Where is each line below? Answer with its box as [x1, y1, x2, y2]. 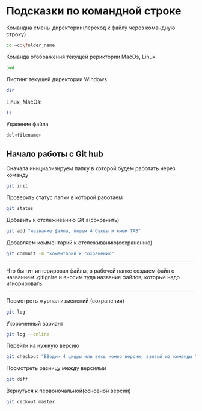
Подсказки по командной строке [6, 4, 182, 18]
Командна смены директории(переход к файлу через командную [6, 24, 176, 31]
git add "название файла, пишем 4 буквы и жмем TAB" [6, 227, 141, 234]
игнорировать [6, 280, 43, 287]
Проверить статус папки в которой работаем [6, 194, 123, 201]
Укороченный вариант [6, 320, 64, 327]
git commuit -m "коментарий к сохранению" [6, 250, 114, 256]
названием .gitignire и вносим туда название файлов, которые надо [6, 273, 180, 280]
